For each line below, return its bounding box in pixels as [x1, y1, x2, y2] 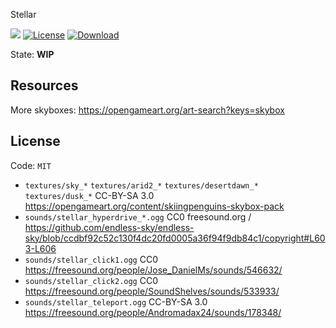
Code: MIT [10, 159, 52, 171]
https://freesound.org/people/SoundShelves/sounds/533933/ [24, 285, 280, 297]
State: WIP [10, 49, 55, 60]
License [10, 133, 61, 150]
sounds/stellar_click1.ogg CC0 [24, 253, 159, 265]
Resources [10, 77, 79, 94]
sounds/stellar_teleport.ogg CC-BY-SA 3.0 [24, 295, 208, 308]
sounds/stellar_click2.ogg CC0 [24, 274, 159, 286]
